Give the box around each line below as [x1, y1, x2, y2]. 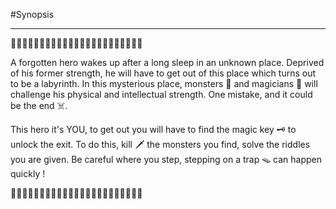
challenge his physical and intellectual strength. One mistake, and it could [10, 89, 313, 100]
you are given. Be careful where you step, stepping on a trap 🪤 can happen [10, 154, 323, 165]
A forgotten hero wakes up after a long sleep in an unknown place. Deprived [10, 57, 325, 68]
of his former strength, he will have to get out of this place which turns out [10, 67, 317, 79]
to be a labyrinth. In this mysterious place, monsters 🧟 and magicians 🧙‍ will [10, 78, 318, 89]
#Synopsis [10, 9, 55, 20]
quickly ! [10, 168, 46, 179]
